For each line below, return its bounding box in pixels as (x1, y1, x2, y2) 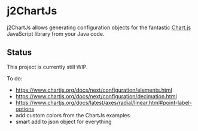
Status (7, 48, 32, 58)
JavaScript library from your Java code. (7, 30, 105, 37)
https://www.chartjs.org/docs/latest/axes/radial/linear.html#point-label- (15, 99, 192, 106)
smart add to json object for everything (15, 118, 112, 125)
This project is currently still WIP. (7, 63, 89, 70)
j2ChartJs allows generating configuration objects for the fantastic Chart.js (7, 24, 191, 31)
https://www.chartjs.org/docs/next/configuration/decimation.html (15, 92, 177, 99)
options (15, 105, 35, 113)
